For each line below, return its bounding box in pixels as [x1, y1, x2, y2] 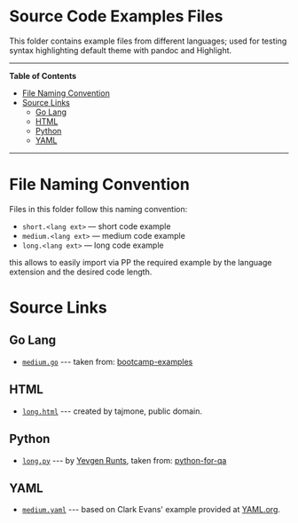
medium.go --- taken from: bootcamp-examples [21, 356, 193, 367]
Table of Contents [9, 70, 77, 81]
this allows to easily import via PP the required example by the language [9, 257, 272, 267]
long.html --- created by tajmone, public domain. [21, 406, 202, 416]
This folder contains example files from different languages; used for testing [9, 36, 287, 46]
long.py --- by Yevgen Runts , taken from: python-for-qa [21, 455, 227, 465]
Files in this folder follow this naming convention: [9, 203, 188, 214]
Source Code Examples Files [9, 6, 223, 27]
